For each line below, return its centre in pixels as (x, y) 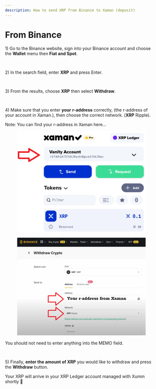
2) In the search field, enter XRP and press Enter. (54, 72)
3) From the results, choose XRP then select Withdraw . (60, 91)
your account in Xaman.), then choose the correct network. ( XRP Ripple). (78, 115)
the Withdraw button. (27, 367)
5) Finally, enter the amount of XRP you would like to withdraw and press (78, 362)
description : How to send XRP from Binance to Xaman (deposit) (70, 10)
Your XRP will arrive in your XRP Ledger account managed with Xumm (75, 376)
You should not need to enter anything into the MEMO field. (64, 343)
